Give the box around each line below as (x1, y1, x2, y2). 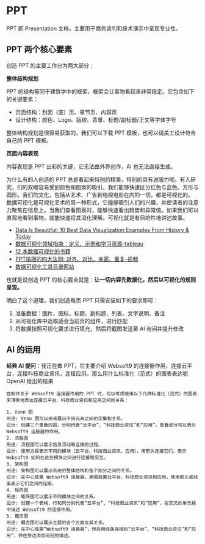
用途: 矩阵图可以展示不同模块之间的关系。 (6, 493, 99, 499)
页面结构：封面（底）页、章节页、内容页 (15, 108, 117, 116)
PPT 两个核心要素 (6, 44, 73, 55)
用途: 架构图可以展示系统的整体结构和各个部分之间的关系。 (6, 468, 135, 474)
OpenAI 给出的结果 (6, 377, 54, 384)
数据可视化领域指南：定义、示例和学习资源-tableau (15, 240, 144, 247)
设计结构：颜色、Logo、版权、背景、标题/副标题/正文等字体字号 (15, 116, 177, 123)
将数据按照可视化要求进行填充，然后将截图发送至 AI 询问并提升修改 (15, 325, 184, 332)
